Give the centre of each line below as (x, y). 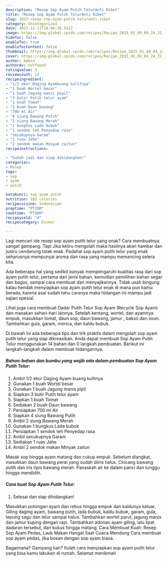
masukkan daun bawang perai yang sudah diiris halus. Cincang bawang (80, 462)
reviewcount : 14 (22, 75)
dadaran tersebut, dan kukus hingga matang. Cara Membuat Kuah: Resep (81, 528)
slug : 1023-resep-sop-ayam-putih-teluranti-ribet (58, 19)
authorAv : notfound (26, 65)
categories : (18, 162)
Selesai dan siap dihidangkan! (43, 497)
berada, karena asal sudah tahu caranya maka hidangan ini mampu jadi (79, 293)
